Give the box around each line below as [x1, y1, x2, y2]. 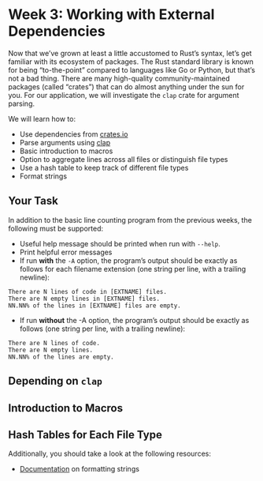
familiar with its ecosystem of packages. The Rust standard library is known [8, 57, 254, 66]
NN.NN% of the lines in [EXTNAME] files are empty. [8, 302, 181, 310]
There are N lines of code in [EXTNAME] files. [8, 287, 168, 295]
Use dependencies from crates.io [19, 129, 128, 139]
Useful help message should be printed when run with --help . [19, 239, 220, 248]
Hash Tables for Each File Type [8, 428, 163, 442]
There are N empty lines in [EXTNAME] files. [8, 295, 160, 303]
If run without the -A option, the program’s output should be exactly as [19, 315, 250, 325]
